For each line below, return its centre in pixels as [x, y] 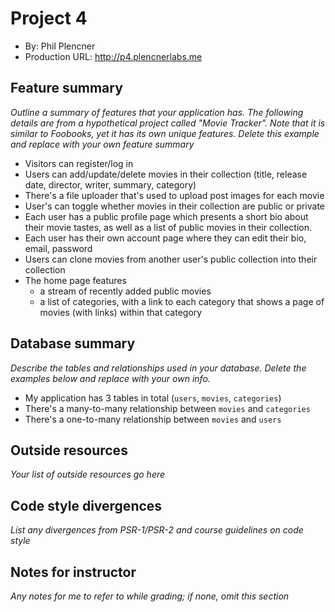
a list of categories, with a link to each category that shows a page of [182, 301]
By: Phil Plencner [60, 46]
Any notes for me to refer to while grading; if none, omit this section [150, 596]
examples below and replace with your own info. [110, 378]
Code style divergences [86, 505]
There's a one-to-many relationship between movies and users [153, 419]
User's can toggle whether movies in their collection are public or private [175, 206]
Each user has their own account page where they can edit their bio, [165, 238]
